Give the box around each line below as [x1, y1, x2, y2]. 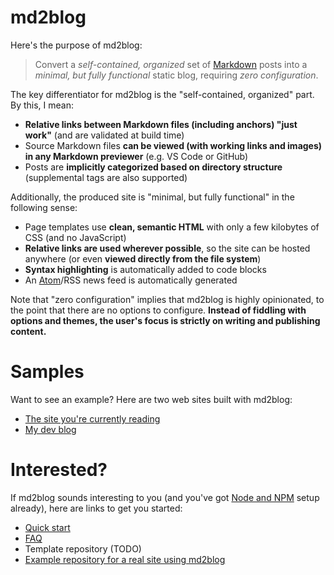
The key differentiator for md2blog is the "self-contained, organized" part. [10, 88, 315, 100]
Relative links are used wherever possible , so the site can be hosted [24, 242, 311, 254]
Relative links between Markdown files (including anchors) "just [24, 118, 298, 130]
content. [10, 325, 47, 337]
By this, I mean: [10, 99, 75, 111]
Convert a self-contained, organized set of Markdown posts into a [34, 58, 308, 70]
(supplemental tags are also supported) [24, 171, 188, 183]
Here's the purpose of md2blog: [10, 39, 143, 51]
